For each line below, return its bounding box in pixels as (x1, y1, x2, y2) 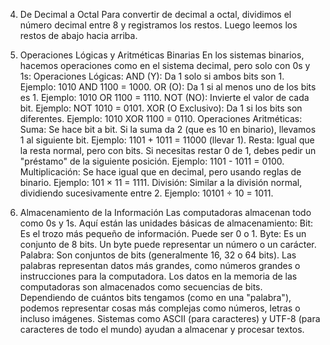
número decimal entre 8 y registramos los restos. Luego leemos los (19, 19, 298, 31)
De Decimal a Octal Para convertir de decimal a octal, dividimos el (19, 9, 292, 20)
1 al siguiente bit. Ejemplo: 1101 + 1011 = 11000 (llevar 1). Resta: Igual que (19, 134, 315, 146)
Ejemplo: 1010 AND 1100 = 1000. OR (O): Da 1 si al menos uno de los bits (19, 81, 317, 93)
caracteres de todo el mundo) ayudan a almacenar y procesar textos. (19, 324, 305, 335)
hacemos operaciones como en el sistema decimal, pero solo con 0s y (19, 60, 311, 71)
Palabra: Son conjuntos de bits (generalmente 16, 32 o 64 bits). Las (19, 249, 297, 261)
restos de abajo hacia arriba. (19, 30, 138, 41)
